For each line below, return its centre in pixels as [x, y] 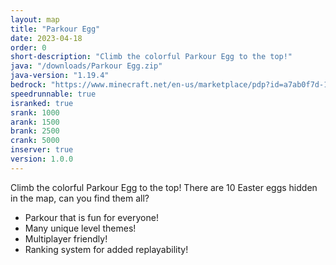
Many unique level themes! [80, 228]
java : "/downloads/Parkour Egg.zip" [86, 66]
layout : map [35, 19]
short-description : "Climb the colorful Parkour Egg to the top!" [151, 57]
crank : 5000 [35, 141]
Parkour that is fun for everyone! [91, 217]
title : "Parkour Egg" [55, 29]
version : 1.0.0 [42, 159]
